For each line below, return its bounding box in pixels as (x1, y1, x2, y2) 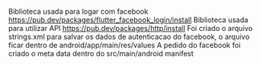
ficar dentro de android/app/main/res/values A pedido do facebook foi (8, 40, 241, 50)
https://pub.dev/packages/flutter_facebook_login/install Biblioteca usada (8, 15, 249, 25)
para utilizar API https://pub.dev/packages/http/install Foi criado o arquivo (8, 24, 253, 32)
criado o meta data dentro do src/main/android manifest (8, 49, 194, 58)
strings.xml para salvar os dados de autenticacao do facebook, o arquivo (8, 32, 251, 41)
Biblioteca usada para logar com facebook (8, 7, 149, 16)
